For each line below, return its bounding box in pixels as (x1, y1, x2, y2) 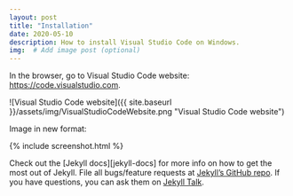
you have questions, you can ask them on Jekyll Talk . (9, 176, 204, 187)
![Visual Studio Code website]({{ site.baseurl (9, 97, 172, 107)
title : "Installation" (9, 21, 93, 30)
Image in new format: (9, 123, 87, 134)
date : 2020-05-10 (9, 29, 74, 38)
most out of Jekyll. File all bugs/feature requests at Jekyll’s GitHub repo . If (9, 168, 281, 178)
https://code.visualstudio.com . (9, 80, 122, 90)
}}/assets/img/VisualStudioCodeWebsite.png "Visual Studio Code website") (9, 106, 285, 117)
